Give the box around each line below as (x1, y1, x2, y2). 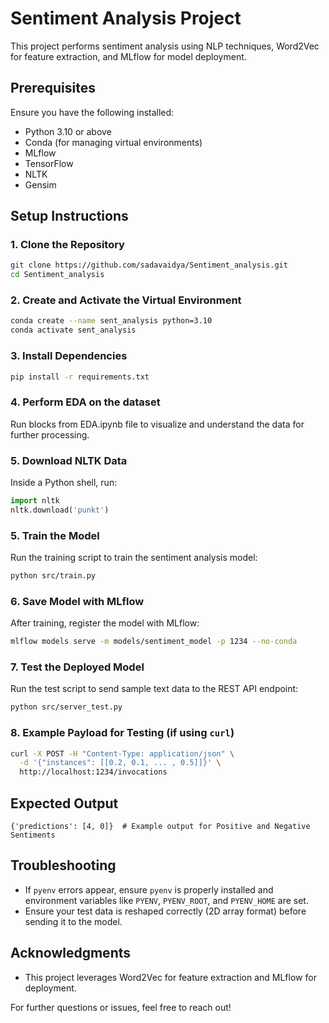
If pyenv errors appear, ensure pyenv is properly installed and (24, 883, 274, 896)
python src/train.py (10, 571, 97, 581)
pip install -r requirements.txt (10, 372, 150, 382)
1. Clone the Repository (10, 238, 125, 252)
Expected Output (10, 795, 119, 812)
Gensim (24, 178, 57, 191)
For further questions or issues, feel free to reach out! (10, 1001, 232, 1013)
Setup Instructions (10, 208, 129, 225)
